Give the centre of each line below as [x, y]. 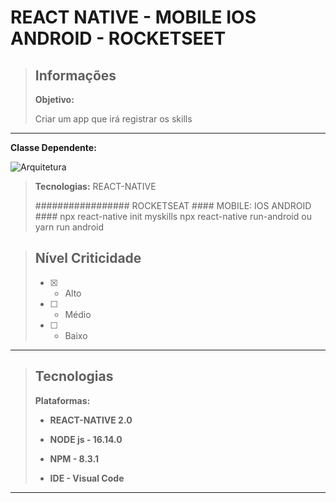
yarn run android [69, 227]
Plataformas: [62, 400]
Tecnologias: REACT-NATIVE [95, 186]
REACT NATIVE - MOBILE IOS [133, 17]
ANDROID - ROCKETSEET [118, 38]
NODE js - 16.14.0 [86, 439]
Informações [75, 75]
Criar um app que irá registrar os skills [113, 119]
